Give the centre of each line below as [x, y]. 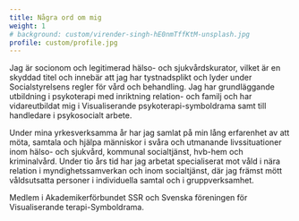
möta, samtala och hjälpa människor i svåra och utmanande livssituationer [145, 142]
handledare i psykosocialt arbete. [71, 115]
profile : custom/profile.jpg [64, 42]
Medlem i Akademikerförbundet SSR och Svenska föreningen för [128, 198]
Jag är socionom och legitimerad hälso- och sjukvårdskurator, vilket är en [145, 68]
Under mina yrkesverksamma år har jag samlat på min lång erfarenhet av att [149, 133]
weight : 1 [28, 26]
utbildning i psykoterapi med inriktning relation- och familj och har [131, 97]
